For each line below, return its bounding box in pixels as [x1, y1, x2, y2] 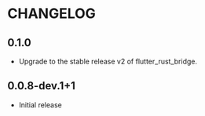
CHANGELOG [7, 5, 96, 23]
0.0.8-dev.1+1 [7, 79, 76, 92]
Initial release [18, 100, 62, 110]
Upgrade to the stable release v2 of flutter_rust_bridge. [18, 56, 198, 66]
